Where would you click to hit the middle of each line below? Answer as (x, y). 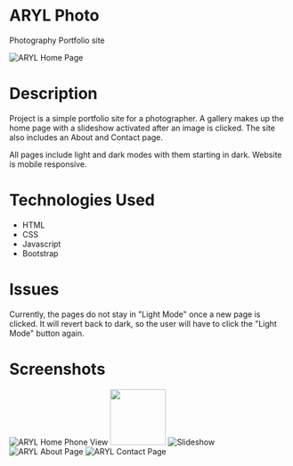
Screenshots (57, 369)
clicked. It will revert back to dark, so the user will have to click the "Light (143, 323)
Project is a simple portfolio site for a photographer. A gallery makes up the (146, 118)
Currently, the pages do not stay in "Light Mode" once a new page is (135, 314)
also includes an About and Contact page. (86, 137)
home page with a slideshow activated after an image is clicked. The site (142, 128)
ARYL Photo (54, 16)
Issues (34, 289)
